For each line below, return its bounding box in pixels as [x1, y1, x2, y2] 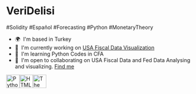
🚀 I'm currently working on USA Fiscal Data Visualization [14, 44, 155, 51]
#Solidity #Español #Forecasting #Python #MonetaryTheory [6, 24, 153, 31]
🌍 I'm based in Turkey [14, 35, 72, 43]
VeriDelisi [6, 4, 55, 18]
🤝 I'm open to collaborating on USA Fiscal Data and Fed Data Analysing [14, 56, 191, 63]
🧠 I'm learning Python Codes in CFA [14, 50, 104, 57]
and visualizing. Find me [14, 63, 74, 70]
